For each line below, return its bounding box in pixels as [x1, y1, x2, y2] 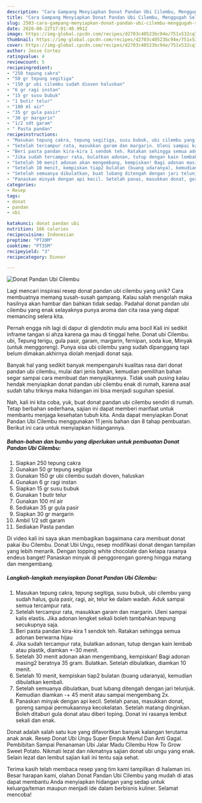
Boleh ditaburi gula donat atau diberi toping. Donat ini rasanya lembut [15, 711, 187, 718]
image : [7, 31, 23, 37]
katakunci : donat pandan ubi [7, 220, 80, 227]
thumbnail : [7, 37, 34, 43]
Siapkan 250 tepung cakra [15, 460, 82, 467]
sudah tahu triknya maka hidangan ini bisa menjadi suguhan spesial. [7, 387, 175, 394]
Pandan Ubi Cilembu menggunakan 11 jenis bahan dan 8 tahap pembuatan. [7, 418, 192, 425]
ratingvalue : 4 [7, 53, 45, 59]
